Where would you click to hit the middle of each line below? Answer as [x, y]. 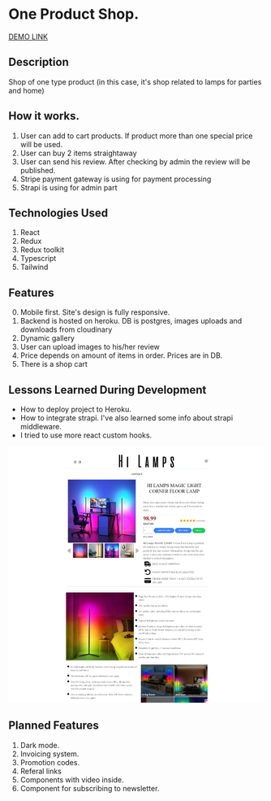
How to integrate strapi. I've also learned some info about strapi [127, 418]
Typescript [38, 259]
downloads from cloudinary [66, 329]
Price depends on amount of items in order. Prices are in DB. [121, 355]
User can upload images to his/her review [90, 347]
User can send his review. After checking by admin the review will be [135, 161]
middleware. [41, 427]
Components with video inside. [72, 779]
